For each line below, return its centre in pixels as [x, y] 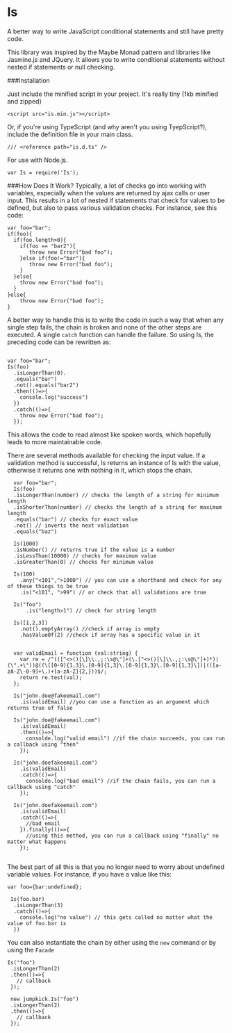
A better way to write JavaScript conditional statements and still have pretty [116, 31]
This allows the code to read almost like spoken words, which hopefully [109, 434]
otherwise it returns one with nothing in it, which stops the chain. [100, 470]
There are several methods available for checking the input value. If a [106, 455]
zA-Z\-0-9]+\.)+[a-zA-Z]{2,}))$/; [57, 672]
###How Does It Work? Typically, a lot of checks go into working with [107, 186]
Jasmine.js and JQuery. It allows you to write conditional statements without [116, 59]
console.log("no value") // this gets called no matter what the [116, 917]
